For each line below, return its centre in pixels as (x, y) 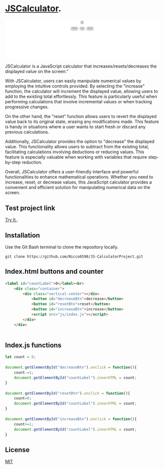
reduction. (32, 163)
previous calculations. (27, 132)
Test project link (30, 208)
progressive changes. (27, 107)
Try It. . (12, 220)
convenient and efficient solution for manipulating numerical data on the (78, 188)
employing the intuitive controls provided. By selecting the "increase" (75, 86)
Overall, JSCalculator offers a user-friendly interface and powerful (72, 172)
